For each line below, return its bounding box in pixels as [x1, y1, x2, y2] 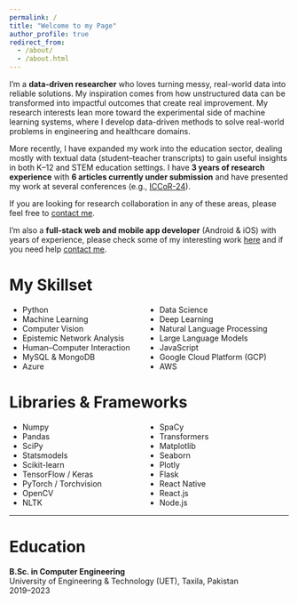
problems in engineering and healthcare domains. [9, 126, 191, 136]
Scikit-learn [21, 459, 65, 470]
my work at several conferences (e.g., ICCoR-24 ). [9, 181, 191, 191]
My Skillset [9, 275, 93, 295]
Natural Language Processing [159, 323, 268, 334]
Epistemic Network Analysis [21, 333, 125, 343]
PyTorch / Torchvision [21, 478, 102, 489]
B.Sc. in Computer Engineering [9, 566, 126, 576]
